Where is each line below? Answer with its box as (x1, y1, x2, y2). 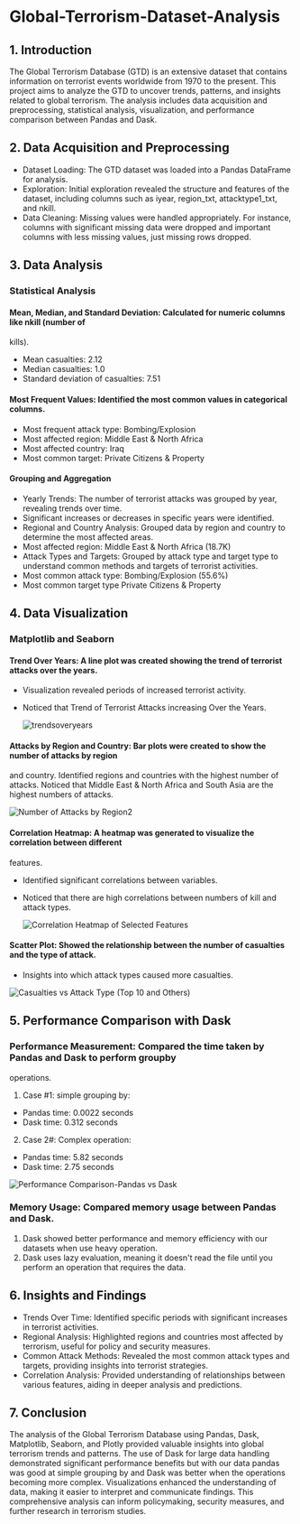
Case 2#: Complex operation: (22, 1134, 132, 1145)
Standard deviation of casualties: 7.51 (22, 373, 160, 385)
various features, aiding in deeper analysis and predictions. (22, 1379, 242, 1389)
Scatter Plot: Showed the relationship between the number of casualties (9, 940, 286, 951)
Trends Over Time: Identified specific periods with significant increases (22, 1312, 288, 1323)
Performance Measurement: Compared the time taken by (9, 1040, 265, 1053)
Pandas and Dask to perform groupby (9, 1052, 177, 1064)
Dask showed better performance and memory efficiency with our (22, 1232, 268, 1243)
